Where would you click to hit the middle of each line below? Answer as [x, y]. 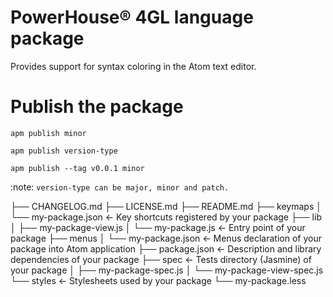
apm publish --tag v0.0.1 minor [77, 168]
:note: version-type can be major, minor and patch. [120, 187]
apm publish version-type [64, 151]
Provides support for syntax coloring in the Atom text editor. [133, 66]
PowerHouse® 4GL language [132, 17]
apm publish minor [48, 133]
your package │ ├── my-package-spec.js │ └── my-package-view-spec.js [167, 270]
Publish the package [97, 107]
